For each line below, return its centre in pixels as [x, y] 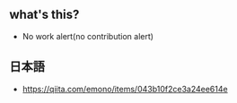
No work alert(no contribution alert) [88, 36]
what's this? [44, 15]
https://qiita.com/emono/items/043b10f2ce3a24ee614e [125, 89]
